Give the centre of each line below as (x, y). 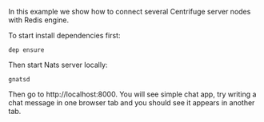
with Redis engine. (39, 20)
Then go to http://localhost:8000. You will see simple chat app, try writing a (132, 94)
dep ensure (26, 50)
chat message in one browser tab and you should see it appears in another (132, 102)
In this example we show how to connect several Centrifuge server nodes (130, 12)
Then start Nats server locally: (58, 65)
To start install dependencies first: (64, 35)
